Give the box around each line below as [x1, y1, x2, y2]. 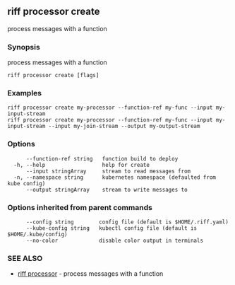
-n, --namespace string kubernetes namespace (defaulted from [13, 173, 217, 181]
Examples [7, 88, 42, 98]
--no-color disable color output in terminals [25, 237, 203, 244]
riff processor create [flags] [7, 72, 100, 79]
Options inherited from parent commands [7, 202, 153, 212]
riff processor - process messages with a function [17, 269, 164, 278]
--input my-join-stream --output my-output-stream [48, 123, 200, 130]
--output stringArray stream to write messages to [25, 186, 188, 193]
